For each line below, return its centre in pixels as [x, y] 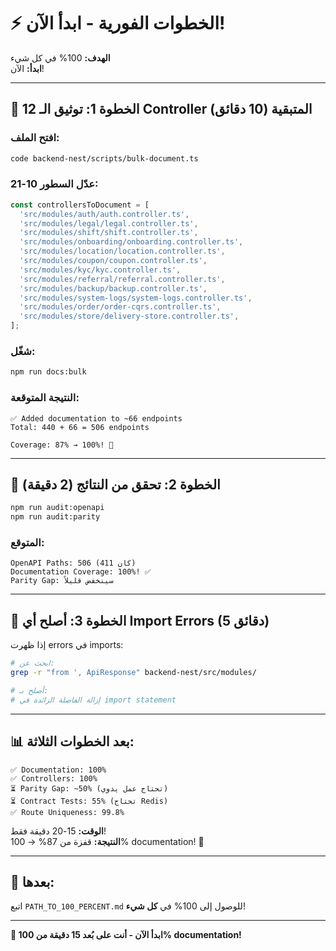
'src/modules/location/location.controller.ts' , [122, 251]
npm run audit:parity [55, 517]
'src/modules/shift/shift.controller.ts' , [109, 233]
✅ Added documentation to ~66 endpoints [96, 418]
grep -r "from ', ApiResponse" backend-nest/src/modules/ [133, 673]
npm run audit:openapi [57, 508]
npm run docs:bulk [48, 372]
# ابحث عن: [32, 663]
